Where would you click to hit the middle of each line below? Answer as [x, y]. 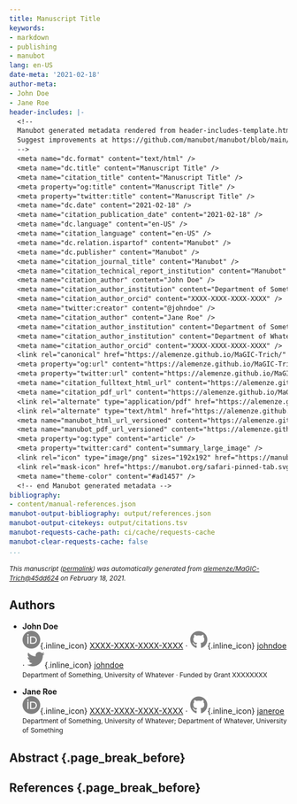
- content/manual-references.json [73, 505]
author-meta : [33, 84]
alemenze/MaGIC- [231, 568]
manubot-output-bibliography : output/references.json [110, 514]
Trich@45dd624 [34, 578]
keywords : [27, 28]
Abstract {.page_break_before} [97, 758]
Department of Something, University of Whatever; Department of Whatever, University [154, 722]
